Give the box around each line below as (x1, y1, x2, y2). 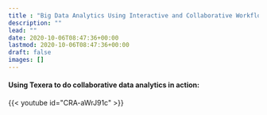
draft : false (8, 48, 52, 56)
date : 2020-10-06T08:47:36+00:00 (8, 33, 119, 42)
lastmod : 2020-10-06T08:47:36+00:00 (8, 41, 130, 49)
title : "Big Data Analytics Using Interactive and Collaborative (8, 11, 233, 20)
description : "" (8, 19, 62, 27)
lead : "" (8, 26, 37, 34)
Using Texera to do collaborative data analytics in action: (8, 80, 200, 90)
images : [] (8, 56, 44, 64)
